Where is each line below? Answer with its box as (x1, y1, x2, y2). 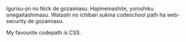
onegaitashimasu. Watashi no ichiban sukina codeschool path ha (6, 11, 166, 18)
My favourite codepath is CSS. (6, 29, 82, 36)
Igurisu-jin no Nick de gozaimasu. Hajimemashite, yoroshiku (6, 5, 154, 12)
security (6, 18, 27, 24)
